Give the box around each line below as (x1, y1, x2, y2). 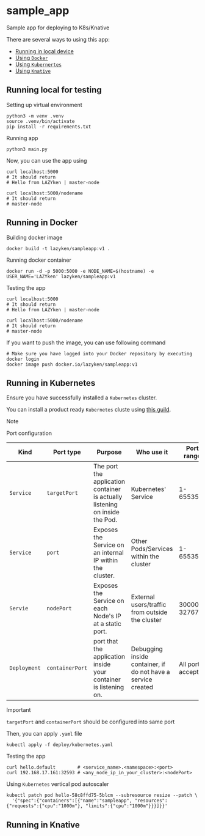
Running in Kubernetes (6, 377, 96, 388)
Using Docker (15, 54, 48, 61)
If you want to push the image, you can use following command (6, 339, 166, 346)
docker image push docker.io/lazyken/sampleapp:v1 (6, 361, 138, 368)
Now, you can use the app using (6, 157, 87, 164)
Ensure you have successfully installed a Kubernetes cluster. (6, 394, 157, 401)
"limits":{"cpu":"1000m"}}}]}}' (85, 803, 168, 809)
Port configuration (6, 429, 52, 437)
